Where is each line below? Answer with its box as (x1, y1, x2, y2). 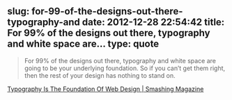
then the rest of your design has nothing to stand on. (24, 71, 176, 79)
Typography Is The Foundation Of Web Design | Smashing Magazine (7, 85, 204, 93)
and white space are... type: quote (7, 38, 160, 50)
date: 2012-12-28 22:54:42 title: (82, 17, 225, 28)
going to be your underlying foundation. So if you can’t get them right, (24, 64, 226, 72)
